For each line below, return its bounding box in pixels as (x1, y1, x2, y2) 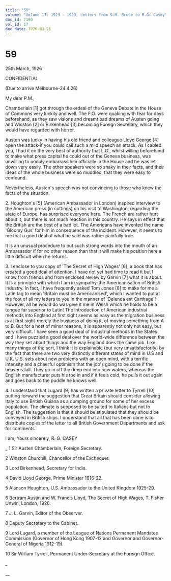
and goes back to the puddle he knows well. (5, 377, 98, 384)
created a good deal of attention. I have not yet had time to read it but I (5, 269, 154, 275)
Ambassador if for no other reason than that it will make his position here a (5, 248, 162, 254)
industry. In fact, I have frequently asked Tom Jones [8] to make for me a (5, 285, 158, 292)
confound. (5, 175, 27, 181)
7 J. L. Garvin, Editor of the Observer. (5, 510, 83, 517)
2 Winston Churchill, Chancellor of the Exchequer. (5, 455, 110, 461)
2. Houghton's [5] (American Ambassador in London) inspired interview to (5, 200, 161, 206)
